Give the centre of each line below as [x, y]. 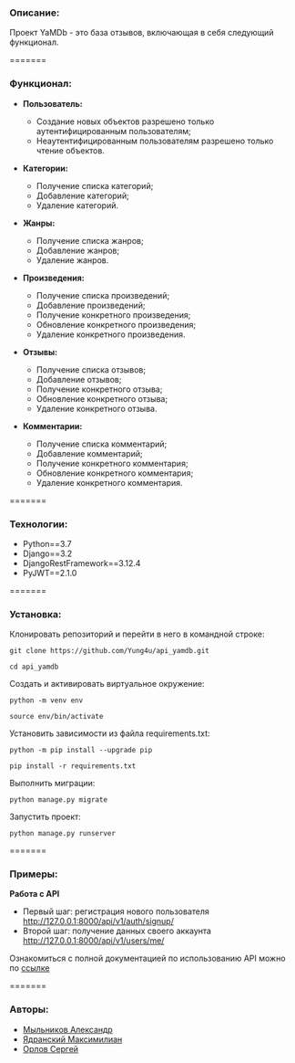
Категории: [45, 168]
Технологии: [39, 524]
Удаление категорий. [77, 205]
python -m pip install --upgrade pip [81, 751]
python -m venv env [46, 700]
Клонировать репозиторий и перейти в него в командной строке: [137, 634]
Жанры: [39, 223]
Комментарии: [52, 426]
